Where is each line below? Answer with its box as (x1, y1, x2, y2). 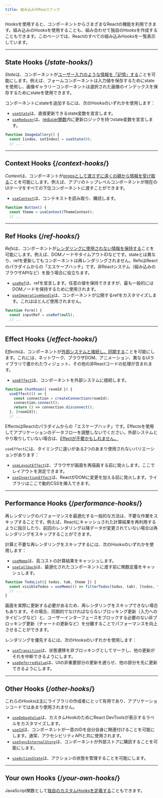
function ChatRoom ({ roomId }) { (5, 387, 73, 391)
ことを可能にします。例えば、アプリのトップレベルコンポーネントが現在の (9, 179, 158, 185)
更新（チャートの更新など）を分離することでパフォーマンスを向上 (26, 621, 158, 627)
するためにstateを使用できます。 (9, 90, 74, 96)
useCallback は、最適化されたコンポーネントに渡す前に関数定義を (12, 564, 143, 570)
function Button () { (5, 205, 47, 210)
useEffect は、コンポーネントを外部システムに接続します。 (12, 377, 130, 383)
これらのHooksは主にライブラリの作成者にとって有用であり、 (5, 698, 128, 704)
